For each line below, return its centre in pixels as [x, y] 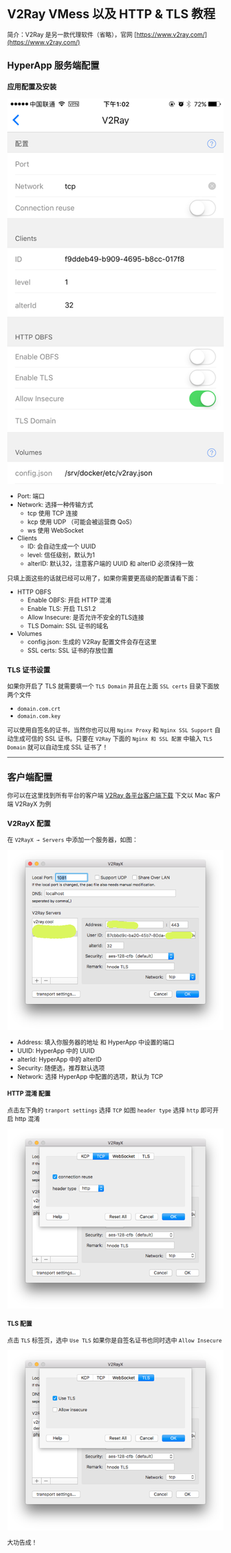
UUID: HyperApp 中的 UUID [56, 1051]
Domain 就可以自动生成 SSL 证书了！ [58, 747]
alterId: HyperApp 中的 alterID [59, 1059]
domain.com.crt [39, 709]
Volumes [30, 633]
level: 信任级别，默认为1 [61, 555]
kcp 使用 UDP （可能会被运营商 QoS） [81, 522]
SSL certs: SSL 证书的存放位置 [70, 650]
